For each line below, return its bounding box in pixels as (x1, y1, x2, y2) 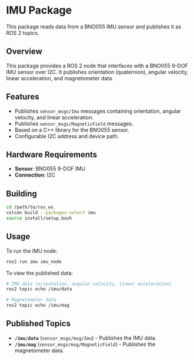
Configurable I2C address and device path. (14, 132, 119, 139)
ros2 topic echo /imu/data (6, 286, 72, 292)
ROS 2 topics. (6, 29, 39, 36)
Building (6, 188, 37, 198)
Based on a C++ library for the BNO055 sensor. (14, 126, 129, 133)
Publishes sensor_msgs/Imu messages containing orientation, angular (14, 107, 181, 114)
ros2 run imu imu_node (6, 258, 62, 264)
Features (6, 92, 39, 102)
